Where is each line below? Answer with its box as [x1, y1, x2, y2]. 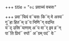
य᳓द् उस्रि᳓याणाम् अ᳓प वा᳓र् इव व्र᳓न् [5, 25, 61, 31]
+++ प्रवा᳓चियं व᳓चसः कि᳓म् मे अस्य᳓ [5, 14, 64, 20]
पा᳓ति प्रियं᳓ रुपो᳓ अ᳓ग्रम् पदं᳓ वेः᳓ [5, 30, 56, 36]
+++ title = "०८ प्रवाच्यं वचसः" [5, 4, 57, 10]
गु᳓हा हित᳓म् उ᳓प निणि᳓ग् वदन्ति [5, 20, 55, 25]
